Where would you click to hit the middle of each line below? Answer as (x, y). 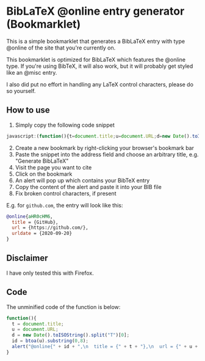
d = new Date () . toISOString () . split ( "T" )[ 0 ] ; (71, 335)
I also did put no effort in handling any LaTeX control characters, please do (100, 84)
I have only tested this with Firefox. (50, 273)
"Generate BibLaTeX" (42, 161)
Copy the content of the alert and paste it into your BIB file (88, 187)
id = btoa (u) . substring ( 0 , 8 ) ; (50, 341)
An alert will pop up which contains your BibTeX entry (82, 180)
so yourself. (21, 91)
